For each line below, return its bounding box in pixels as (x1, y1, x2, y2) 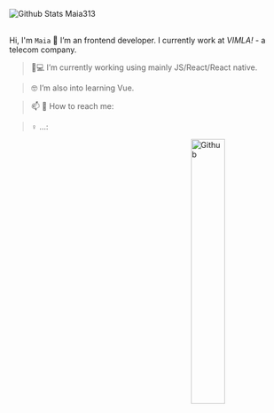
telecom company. (9, 44, 77, 55)
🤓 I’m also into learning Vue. (30, 82, 135, 93)
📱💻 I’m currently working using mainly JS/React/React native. (30, 62, 258, 73)
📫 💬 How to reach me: (30, 101, 114, 111)
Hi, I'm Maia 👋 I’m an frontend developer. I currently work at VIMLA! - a (9, 35, 266, 45)
